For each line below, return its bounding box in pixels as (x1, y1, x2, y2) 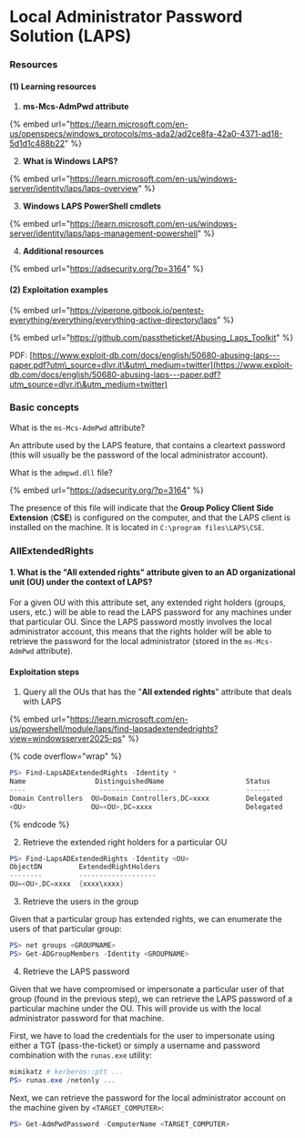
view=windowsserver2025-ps (9, 733, 123, 744)
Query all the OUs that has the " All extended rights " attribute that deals (22, 686, 292, 698)
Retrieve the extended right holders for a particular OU (22, 836, 228, 847)
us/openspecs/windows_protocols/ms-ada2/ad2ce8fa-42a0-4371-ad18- (9, 128, 283, 139)
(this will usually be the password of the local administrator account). (9, 449, 269, 460)
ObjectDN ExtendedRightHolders (9, 863, 161, 872)
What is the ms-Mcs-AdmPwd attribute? (9, 422, 146, 433)
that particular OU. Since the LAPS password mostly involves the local (9, 616, 272, 627)
